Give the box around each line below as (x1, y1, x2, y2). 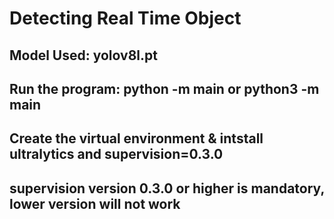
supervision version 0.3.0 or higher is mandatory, (9, 180, 325, 197)
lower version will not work (9, 195, 181, 212)
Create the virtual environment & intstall (9, 130, 264, 147)
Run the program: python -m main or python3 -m (9, 80, 320, 97)
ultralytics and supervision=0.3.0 (9, 146, 224, 163)
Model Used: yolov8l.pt (9, 47, 158, 64)
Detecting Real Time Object (9, 7, 242, 30)
